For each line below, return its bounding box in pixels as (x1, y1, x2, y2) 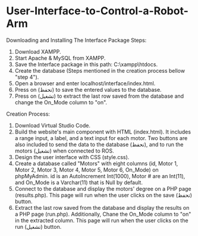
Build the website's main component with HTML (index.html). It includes (14, 128, 191, 135)
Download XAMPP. (14, 48, 61, 55)
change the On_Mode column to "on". (14, 98, 108, 105)
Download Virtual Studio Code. (14, 122, 91, 129)
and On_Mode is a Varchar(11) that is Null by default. (14, 179, 143, 186)
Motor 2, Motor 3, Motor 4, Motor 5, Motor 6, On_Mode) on (14, 166, 159, 173)
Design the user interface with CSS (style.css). (14, 153, 130, 160)
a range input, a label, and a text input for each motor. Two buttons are (14, 134, 188, 141)
